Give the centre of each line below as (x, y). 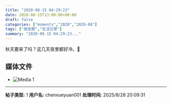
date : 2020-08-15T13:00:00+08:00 (41, 15)
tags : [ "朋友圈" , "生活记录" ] (34, 29)
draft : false (19, 19)
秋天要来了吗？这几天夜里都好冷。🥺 (43, 49)
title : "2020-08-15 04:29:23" (38, 10)
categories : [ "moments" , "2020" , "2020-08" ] (51, 24)
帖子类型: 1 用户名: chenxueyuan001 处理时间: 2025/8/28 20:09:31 (76, 95)
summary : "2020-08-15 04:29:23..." (43, 34)
